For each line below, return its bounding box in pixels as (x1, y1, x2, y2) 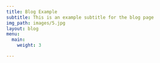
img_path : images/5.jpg (6, 20, 66, 26)
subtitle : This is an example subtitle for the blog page (6, 14, 154, 20)
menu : (6, 31, 20, 37)
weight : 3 (17, 43, 42, 49)
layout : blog (6, 25, 39, 32)
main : (11, 37, 26, 43)
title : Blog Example (6, 8, 58, 15)
